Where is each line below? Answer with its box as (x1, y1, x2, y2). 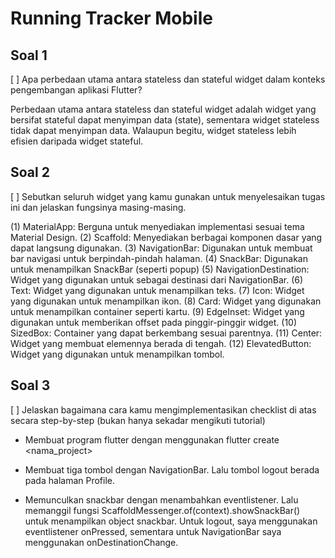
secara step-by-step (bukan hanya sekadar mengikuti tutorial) (10, 414, 266, 426)
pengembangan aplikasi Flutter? (10, 84, 143, 96)
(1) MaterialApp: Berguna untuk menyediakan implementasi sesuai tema (10, 220, 305, 232)
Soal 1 (10, 47, 48, 64)
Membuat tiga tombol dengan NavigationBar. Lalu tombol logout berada (24, 463, 320, 476)
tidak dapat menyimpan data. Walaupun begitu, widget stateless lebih (10, 125, 297, 136)
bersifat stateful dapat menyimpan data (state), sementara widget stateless (10, 114, 320, 126)
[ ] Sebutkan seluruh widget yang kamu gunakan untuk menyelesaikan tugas (10, 190, 326, 202)
